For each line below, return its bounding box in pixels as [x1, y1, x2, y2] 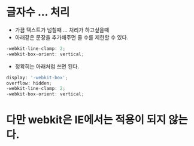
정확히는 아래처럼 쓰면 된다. [14, 63, 80, 70]
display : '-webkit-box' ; [6, 74, 68, 80]
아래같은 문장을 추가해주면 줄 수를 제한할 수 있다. [14, 33, 129, 41]
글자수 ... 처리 [6, 5, 70, 19]
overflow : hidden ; [6, 80, 52, 86]
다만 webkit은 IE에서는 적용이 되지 [6, 113, 166, 127]
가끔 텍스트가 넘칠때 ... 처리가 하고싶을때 [14, 26, 110, 33]
